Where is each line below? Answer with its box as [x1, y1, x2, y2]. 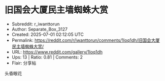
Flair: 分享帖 [11, 60, 36, 66]
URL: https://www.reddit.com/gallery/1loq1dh [11, 49, 103, 54]
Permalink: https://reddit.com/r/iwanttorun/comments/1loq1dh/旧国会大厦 [11, 37, 160, 43]
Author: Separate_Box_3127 [11, 26, 67, 32]
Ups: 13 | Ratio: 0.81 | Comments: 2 [11, 54, 83, 60]
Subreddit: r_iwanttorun [11, 21, 60, 27]
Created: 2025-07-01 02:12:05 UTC [11, 31, 84, 37]
